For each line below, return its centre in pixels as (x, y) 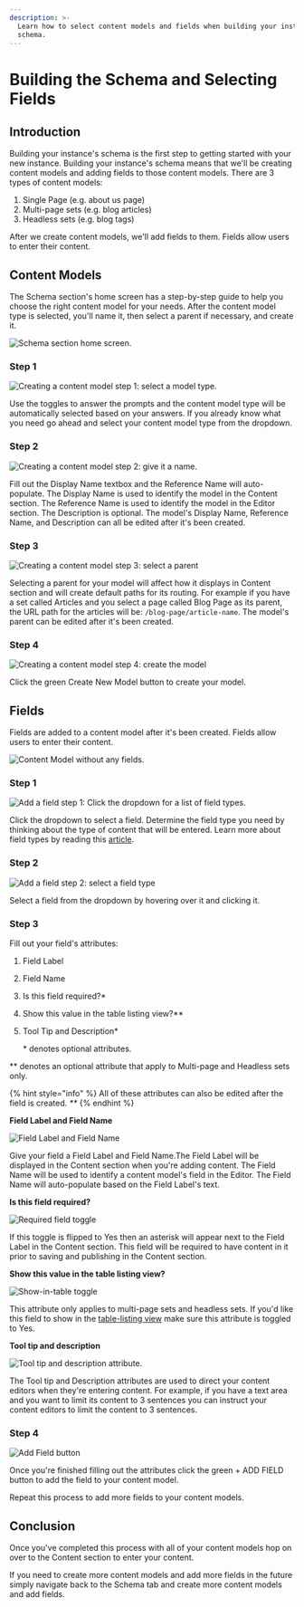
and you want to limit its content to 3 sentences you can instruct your (138, 1401)
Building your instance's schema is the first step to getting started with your (151, 154)
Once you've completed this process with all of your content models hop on (151, 1548)
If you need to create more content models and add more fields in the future (151, 1575)
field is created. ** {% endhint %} (72, 1103)
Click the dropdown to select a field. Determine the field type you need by (147, 820)
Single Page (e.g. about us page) (84, 200)
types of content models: (56, 183)
